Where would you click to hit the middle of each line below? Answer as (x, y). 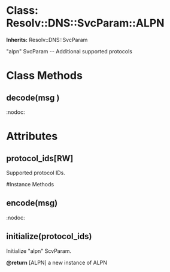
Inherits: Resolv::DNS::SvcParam (47, 40)
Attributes (32, 136)
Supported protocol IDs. (36, 173)
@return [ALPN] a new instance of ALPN (57, 262)
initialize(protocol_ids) (49, 236)
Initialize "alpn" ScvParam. (39, 251)
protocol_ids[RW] (40, 158)
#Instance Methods (30, 184)
